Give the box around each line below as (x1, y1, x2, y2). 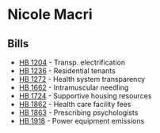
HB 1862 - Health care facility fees (18, 100, 131, 109)
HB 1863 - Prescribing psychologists (18, 108, 139, 117)
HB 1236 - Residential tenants (18, 66, 116, 76)
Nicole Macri (7, 6, 93, 24)
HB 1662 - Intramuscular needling (18, 83, 129, 92)
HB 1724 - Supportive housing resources (18, 91, 152, 100)
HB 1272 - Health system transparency (18, 75, 146, 83)
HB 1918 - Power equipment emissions (18, 116, 145, 125)
